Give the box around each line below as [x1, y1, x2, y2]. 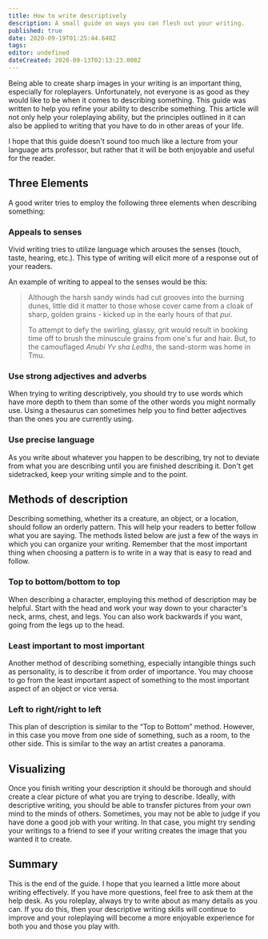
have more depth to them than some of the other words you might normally [8, 397, 256, 407]
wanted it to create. [8, 834, 73, 845]
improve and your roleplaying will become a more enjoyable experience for [8, 913, 255, 922]
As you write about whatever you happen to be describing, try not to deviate [8, 452, 260, 462]
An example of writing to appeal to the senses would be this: [8, 277, 208, 287]
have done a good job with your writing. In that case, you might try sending [8, 817, 256, 827]
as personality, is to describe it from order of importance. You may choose [8, 666, 254, 676]
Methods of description [8, 492, 128, 506]
